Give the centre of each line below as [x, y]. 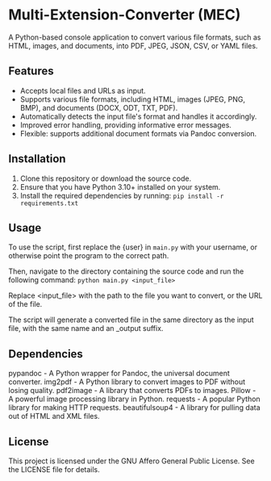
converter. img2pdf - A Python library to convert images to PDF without [127, 382]
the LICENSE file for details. [54, 469]
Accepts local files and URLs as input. [83, 90]
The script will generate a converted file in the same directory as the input [131, 320]
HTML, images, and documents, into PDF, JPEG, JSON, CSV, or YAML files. [133, 45]
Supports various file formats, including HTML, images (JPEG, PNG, [133, 99]
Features [31, 71]
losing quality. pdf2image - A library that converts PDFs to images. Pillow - [132, 391]
